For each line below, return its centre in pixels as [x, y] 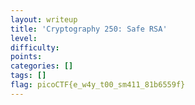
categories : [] [42, 66]
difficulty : [35, 47]
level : [24, 38]
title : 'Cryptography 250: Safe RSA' [89, 29]
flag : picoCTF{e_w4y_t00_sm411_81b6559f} [98, 85]
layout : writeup [44, 19]
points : [26, 57]
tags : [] [28, 76]
